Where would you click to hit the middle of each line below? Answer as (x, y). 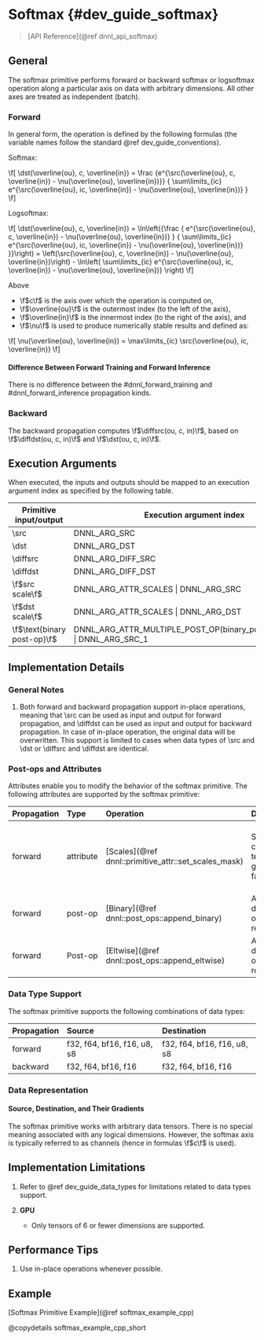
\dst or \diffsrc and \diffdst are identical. (84, 749)
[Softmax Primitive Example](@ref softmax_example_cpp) (101, 1312)
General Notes (36, 689)
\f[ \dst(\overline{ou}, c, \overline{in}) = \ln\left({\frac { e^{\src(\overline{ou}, (132, 229)
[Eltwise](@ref (132, 951)
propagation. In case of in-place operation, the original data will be (127, 732)
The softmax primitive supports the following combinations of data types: (127, 1011)
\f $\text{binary (39, 630)
